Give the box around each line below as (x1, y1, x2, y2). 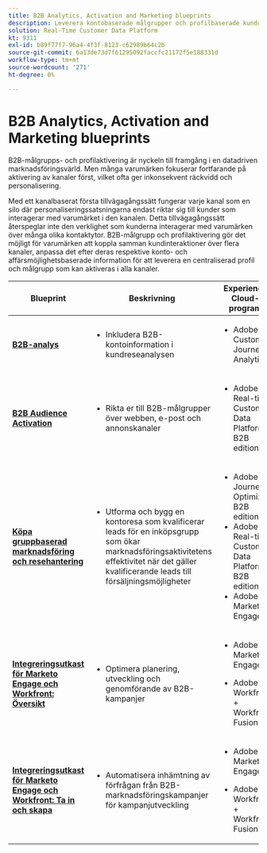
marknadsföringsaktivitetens (105, 546, 212, 557)
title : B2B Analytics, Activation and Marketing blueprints (8, 11, 212, 20)
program (229, 302, 262, 314)
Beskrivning (128, 292, 176, 303)
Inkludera (105, 329, 141, 340)
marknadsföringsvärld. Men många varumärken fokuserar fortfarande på (8, 164, 246, 173)
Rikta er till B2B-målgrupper (105, 403, 211, 414)
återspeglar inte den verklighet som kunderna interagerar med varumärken (8, 221, 253, 231)
